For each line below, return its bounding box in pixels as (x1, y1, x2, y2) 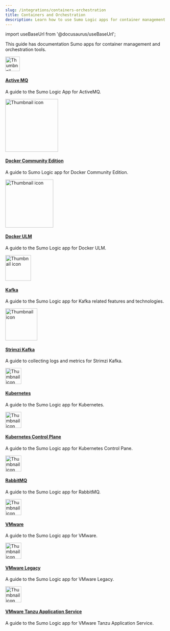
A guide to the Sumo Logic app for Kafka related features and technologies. (5, 298, 164, 304)
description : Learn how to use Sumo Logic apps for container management (5, 17, 166, 22)
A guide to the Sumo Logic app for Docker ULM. (5, 245, 106, 251)
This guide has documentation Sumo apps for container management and (5, 41, 161, 47)
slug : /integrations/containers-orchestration (5, 7, 106, 13)
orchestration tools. (5, 47, 46, 53)
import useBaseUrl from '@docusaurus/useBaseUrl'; (5, 31, 116, 37)
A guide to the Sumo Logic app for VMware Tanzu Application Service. (5, 620, 154, 626)
